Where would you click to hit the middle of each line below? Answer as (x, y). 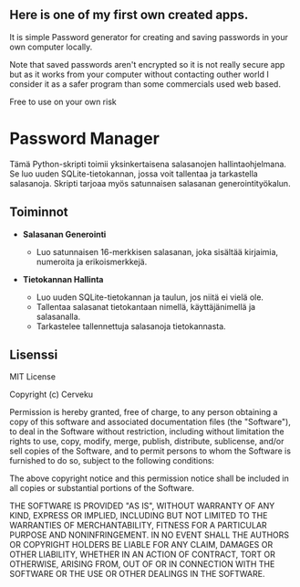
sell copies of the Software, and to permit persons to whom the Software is (150, 451)
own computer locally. (51, 47)
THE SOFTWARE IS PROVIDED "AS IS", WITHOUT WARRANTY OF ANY (142, 506)
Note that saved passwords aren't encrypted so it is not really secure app (147, 64)
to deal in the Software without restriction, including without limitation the (147, 432)
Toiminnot (39, 213)
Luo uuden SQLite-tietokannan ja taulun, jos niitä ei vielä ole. (150, 297)
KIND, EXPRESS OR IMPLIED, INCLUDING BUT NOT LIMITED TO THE (139, 516)
